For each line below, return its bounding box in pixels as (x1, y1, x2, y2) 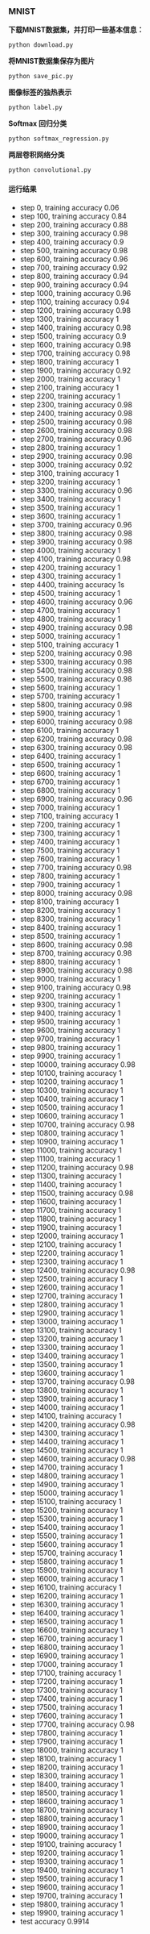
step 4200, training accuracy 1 (19, 562, 121, 572)
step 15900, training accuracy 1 (19, 1565, 124, 1574)
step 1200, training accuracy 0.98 (19, 305, 131, 315)
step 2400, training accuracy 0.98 (19, 408, 133, 418)
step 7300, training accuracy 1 (19, 828, 120, 838)
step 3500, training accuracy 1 (19, 502, 120, 512)
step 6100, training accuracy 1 (19, 725, 120, 735)
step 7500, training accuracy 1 (19, 845, 120, 855)
